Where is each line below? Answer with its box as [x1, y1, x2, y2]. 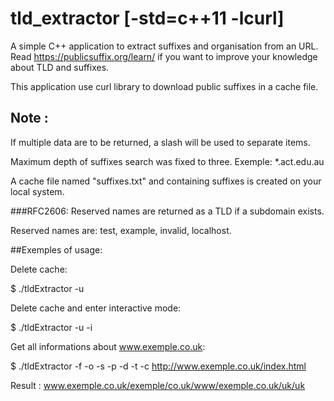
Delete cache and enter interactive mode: [10, 302, 182, 314]
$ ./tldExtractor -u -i [10, 321, 93, 333]
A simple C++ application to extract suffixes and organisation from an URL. [10, 40, 319, 52]
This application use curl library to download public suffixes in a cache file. [10, 80, 319, 92]
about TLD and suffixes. [10, 61, 110, 73]
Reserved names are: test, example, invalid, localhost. [10, 224, 232, 236]
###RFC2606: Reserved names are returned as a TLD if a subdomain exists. [10, 205, 325, 217]
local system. [10, 185, 65, 197]
